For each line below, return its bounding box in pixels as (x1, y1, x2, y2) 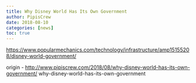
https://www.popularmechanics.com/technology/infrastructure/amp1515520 (6, 46, 190, 53)
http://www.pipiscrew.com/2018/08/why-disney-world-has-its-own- (25, 64, 190, 71)
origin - (6, 64, 24, 71)
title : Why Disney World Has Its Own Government (6, 8, 127, 15)
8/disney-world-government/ (6, 53, 77, 60)
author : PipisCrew (6, 14, 51, 20)
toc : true (6, 30, 31, 36)
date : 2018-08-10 (6, 19, 49, 25)
